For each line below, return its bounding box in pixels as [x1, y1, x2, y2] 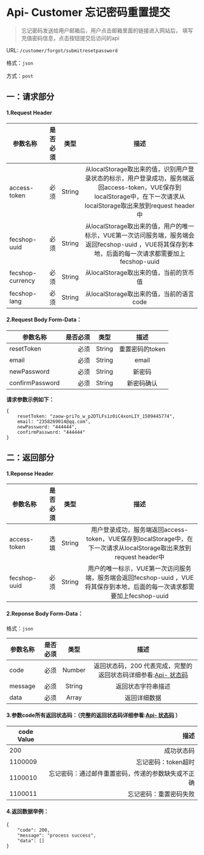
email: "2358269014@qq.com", [17, 418, 91, 425]
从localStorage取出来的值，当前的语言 [84, 290, 194, 298]
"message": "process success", [17, 832, 97, 839]
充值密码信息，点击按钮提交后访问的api [21, 34, 120, 41]
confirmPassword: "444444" [17, 429, 86, 435]
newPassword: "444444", [17, 424, 78, 430]
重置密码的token [119, 344, 166, 353]
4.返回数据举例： [6, 808, 49, 815]
